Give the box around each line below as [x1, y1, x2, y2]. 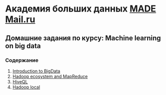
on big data [5, 41, 41, 50]
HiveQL [12, 78, 28, 84]
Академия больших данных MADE [5, 3, 156, 15]
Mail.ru [5, 14, 35, 25]
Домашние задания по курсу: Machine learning [5, 34, 161, 42]
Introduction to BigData [12, 68, 60, 74]
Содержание [5, 56, 39, 63]
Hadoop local [12, 84, 40, 90]
